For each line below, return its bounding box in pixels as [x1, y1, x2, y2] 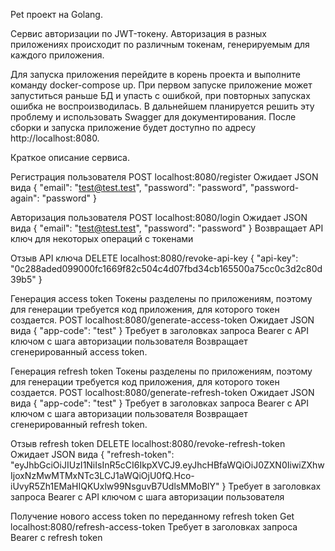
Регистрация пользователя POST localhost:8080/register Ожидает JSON [10, 171, 319, 183]
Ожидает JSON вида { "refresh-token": [10, 449, 175, 460]
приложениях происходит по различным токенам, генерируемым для [10, 39, 310, 50]
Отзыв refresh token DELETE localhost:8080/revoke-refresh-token [10, 438, 286, 449]
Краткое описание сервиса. [10, 152, 130, 163]
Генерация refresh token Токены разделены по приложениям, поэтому [10, 365, 313, 377]
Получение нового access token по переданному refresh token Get [10, 510, 295, 522]
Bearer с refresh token [10, 532, 103, 543]
